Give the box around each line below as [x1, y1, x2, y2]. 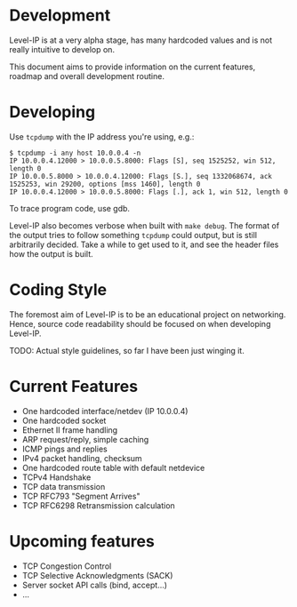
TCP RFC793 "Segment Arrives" [21, 491, 140, 501]
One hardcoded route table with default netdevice [21, 462, 205, 473]
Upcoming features [9, 531, 156, 551]
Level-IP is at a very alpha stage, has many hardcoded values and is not [9, 35, 273, 45]
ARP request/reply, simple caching [21, 434, 149, 444]
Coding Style [9, 280, 108, 300]
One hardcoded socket [21, 415, 107, 426]
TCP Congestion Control [21, 561, 112, 571]
